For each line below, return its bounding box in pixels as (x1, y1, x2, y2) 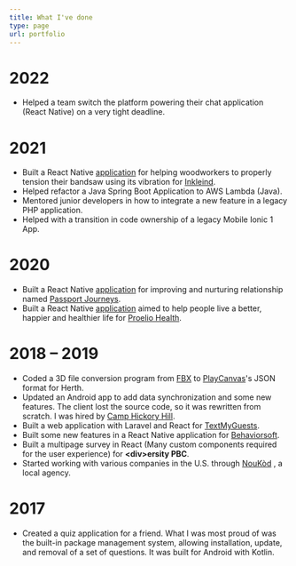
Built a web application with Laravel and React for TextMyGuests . (21, 420, 260, 431)
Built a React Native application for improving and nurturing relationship (21, 284, 284, 295)
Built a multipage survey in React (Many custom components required (21, 439, 277, 450)
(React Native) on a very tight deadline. (21, 107, 166, 117)
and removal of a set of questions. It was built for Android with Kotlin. (21, 547, 275, 558)
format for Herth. (21, 383, 84, 394)
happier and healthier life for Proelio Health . (21, 313, 182, 323)
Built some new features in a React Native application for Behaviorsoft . (21, 430, 280, 441)
